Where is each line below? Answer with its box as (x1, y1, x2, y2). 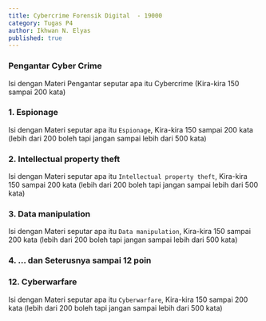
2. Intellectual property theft (8, 153, 121, 164)
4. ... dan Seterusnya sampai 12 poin (8, 255, 152, 266)
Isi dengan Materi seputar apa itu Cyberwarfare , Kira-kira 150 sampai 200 (8, 295, 248, 304)
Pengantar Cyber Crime (8, 61, 102, 72)
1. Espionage (8, 107, 58, 118)
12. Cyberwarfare (8, 276, 77, 287)
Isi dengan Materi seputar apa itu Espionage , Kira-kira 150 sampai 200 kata (8, 125, 254, 134)
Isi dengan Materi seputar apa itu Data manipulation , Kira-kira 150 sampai (8, 227, 252, 236)
